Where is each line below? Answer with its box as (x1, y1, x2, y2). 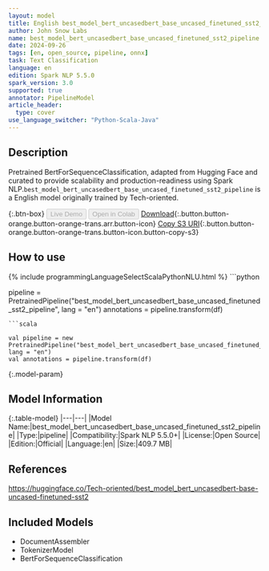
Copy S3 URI (157, 218, 200, 229)
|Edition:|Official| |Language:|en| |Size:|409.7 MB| (8, 439, 173, 449)
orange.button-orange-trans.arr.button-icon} (8, 218, 156, 229)
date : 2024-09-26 (8, 42, 66, 50)
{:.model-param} (8, 369, 64, 379)
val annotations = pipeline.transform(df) (8, 354, 152, 363)
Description (8, 146, 68, 160)
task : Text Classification (8, 57, 98, 65)
